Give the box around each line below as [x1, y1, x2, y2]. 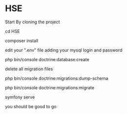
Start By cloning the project [5, 19, 60, 25]
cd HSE [5, 28, 20, 34]
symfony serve [5, 94, 35, 100]
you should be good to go [5, 103, 57, 109]
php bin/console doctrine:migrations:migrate [5, 84, 94, 90]
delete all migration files [5, 66, 53, 72]
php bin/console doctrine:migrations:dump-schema [5, 75, 109, 81]
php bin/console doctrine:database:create [5, 56, 90, 62]
